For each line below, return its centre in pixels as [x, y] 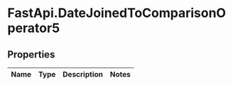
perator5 [34, 28]
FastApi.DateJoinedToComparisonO [116, 13]
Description [83, 74]
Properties [31, 54]
